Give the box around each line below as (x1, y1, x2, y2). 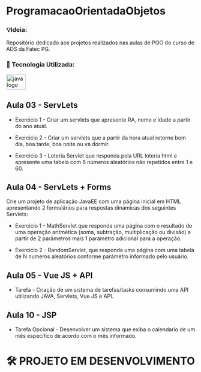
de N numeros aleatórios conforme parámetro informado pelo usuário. (14, 253, 189, 260)
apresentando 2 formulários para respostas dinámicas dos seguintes (6, 204, 176, 211)
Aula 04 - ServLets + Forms (6, 182, 112, 192)
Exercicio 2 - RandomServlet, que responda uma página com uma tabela (14, 247, 195, 254)
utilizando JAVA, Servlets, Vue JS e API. (14, 292, 114, 300)
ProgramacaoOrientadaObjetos (6, 4, 166, 18)
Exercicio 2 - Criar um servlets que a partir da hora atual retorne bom (14, 134, 186, 141)
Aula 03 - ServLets (6, 100, 78, 110)
